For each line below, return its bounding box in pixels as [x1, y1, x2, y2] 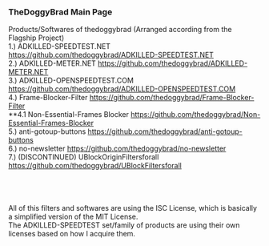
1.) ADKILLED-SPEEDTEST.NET [8, 42, 110, 51]
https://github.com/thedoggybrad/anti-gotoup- [87, 127, 243, 136]
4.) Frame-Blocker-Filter [8, 93, 88, 103]
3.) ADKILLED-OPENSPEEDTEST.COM [8, 75, 134, 86]
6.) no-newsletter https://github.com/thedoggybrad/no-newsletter [8, 143, 227, 154]
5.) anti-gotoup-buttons [8, 127, 86, 136]
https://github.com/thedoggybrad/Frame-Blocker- [89, 93, 255, 103]
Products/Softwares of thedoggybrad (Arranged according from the [8, 25, 232, 34]
